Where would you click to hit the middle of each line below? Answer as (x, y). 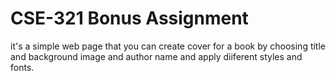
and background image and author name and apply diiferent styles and (156, 56)
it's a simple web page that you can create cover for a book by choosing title (168, 46)
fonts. (22, 67)
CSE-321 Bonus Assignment (129, 18)
